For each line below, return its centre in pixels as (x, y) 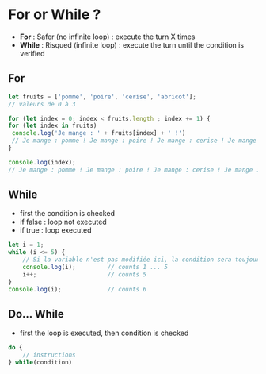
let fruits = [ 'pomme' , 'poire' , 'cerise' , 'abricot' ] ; (102, 97)
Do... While (36, 314)
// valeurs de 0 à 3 (42, 104)
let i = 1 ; (26, 245)
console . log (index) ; (42, 162)
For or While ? (55, 15)
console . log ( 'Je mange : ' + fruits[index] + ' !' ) (99, 133)
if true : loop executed (55, 230)
